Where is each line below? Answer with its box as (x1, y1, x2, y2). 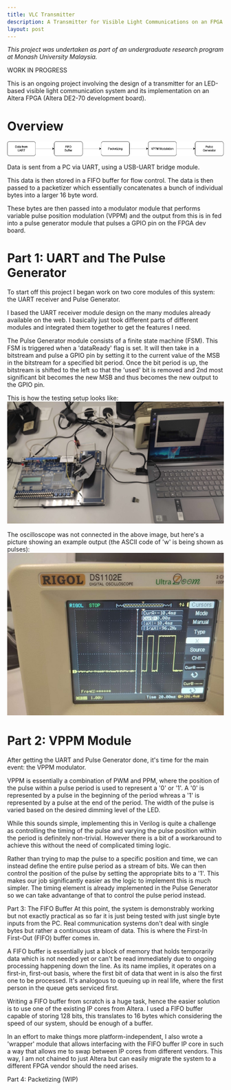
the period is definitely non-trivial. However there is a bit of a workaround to (7, 834, 222, 842)
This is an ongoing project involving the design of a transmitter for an (7, 79, 203, 88)
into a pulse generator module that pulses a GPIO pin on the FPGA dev (7, 219, 206, 227)
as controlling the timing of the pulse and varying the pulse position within (7, 826, 217, 834)
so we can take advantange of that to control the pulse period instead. (7, 891, 206, 899)
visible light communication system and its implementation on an (26, 87, 210, 95)
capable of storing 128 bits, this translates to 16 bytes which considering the (7, 1011, 223, 1020)
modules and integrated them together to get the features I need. (7, 323, 191, 331)
